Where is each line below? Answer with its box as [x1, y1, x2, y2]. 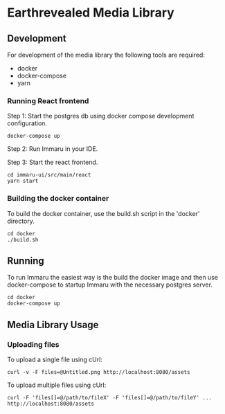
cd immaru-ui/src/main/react [7, 172, 91, 179]
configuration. [7, 119, 47, 127]
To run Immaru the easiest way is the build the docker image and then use [7, 273, 218, 282]
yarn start [7, 178, 39, 185]
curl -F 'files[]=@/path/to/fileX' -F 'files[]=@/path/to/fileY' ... [7, 395, 213, 402]
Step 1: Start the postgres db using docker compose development [7, 112, 195, 120]
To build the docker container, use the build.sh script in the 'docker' [7, 209, 200, 217]
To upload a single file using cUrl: [7, 355, 102, 364]
